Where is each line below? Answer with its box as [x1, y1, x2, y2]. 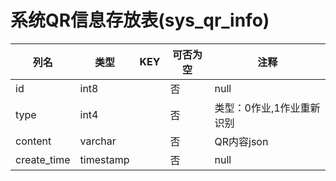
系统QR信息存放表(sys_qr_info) [10, 9, 270, 32]
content [15, 134, 52, 148]
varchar [79, 134, 117, 148]
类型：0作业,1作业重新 [214, 101, 321, 115]
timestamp [79, 152, 130, 166]
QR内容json [214, 134, 269, 148]
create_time [15, 152, 71, 166]
